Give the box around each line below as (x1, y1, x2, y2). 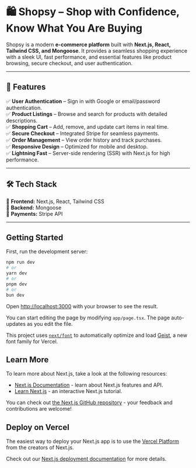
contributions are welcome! (6, 405, 72, 412)
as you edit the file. (27, 320, 73, 327)
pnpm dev (6, 281, 27, 287)
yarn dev (6, 270, 27, 276)
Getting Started (6, 232, 64, 242)
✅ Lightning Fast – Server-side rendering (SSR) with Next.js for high (6, 149, 170, 156)
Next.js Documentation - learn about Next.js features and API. (14, 381, 163, 388)
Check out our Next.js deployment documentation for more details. (6, 455, 167, 463)
